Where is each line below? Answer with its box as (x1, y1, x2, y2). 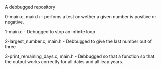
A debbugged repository (5, 4, 56, 10)
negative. (5, 19, 24, 25)
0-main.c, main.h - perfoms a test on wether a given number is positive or (5, 14, 157, 19)
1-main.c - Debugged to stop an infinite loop (5, 29, 96, 34)
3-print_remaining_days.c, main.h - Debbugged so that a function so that (5, 53, 155, 59)
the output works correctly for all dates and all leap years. (5, 59, 123, 64)
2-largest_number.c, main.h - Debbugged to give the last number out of (5, 38, 152, 44)
